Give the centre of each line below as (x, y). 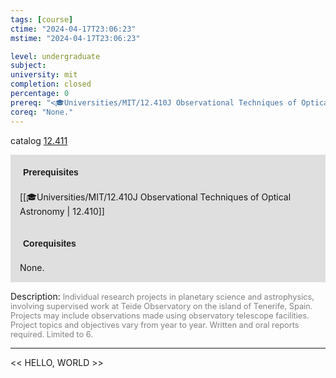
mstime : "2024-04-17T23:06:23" (75, 38)
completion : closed (51, 84)
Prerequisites (51, 172)
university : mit (44, 75)
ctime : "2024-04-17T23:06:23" (73, 29)
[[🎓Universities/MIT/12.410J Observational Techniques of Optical (155, 197)
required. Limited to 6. (51, 334)
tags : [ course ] (42, 19)
